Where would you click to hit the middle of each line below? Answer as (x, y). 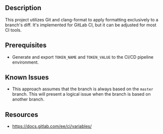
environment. (25, 62)
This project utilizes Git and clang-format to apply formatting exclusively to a (82, 19)
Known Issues (27, 77)
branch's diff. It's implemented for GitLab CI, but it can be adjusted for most (81, 25)
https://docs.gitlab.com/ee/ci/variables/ (52, 126)
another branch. (28, 100)
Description (23, 8)
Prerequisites (26, 45)
